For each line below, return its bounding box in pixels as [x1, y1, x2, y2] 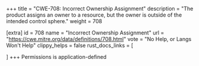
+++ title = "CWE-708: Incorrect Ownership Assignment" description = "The [6, 5, 194, 12]
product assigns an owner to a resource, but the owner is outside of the [6, 11, 182, 18]
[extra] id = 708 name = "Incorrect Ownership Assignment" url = [6, 29, 164, 36]
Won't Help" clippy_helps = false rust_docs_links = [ [6, 42, 133, 49]
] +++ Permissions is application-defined [6, 54, 107, 60]
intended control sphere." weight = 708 [6, 18, 102, 24]
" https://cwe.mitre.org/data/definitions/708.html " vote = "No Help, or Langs [6, 36, 192, 42]
